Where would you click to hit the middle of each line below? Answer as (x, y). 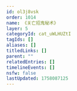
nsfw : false (21, 73)
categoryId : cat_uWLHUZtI (38, 34)
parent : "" (20, 56)
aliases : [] (21, 45)
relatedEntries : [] (31, 62)
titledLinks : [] (26, 51)
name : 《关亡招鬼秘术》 (32, 23)
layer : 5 (17, 28)
